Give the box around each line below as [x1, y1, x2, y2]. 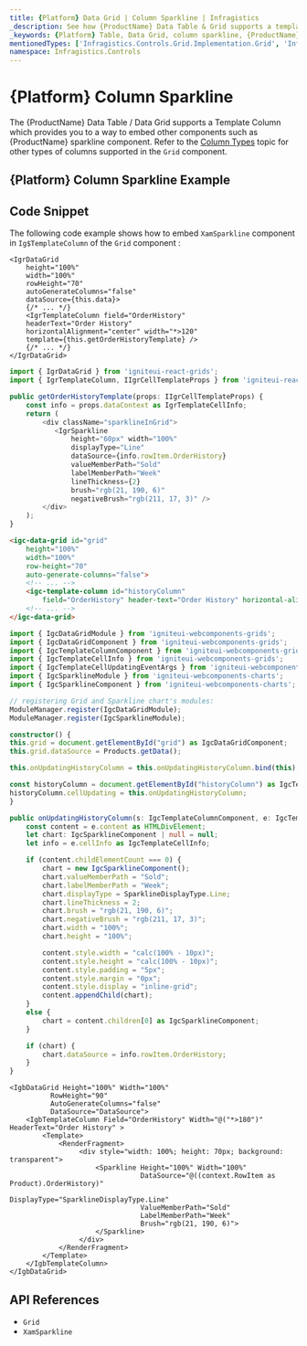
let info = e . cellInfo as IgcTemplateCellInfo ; [26, 839, 210, 848]
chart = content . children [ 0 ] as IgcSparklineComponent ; [42, 1016, 259, 1025]
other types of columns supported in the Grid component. [9, 146, 228, 157]
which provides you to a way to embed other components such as [9, 127, 259, 138]
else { [26, 1008, 51, 1017]
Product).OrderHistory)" [9, 1180, 104, 1189]
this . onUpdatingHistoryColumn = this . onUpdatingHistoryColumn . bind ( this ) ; [9, 764, 301, 773]
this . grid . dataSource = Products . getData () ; [9, 747, 182, 757]
